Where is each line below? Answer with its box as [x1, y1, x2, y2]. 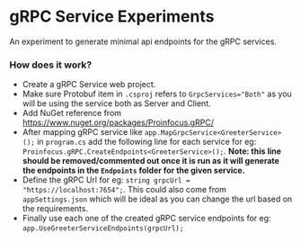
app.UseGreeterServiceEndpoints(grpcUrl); [22, 224, 184, 233]
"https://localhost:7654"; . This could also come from [22, 184, 226, 195]
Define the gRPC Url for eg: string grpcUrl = [22, 175, 190, 185]
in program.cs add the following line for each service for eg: [37, 137, 257, 148]
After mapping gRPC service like [22, 127, 143, 138]
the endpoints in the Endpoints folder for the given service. [22, 165, 245, 176]
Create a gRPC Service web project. [22, 79, 156, 90]
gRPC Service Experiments [9, 6, 215, 27]
